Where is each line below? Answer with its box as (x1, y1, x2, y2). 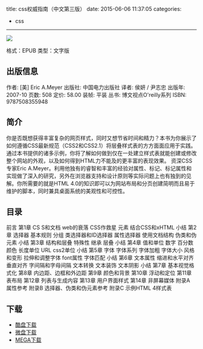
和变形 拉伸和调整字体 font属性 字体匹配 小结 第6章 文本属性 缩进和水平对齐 (6, 254, 195, 262)
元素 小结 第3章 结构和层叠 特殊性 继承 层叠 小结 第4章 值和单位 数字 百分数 (6, 239, 194, 247)
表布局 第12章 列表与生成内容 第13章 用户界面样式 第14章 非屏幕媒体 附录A (6, 277, 190, 284)
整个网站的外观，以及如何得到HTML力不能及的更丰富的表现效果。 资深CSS (6, 157, 193, 164)
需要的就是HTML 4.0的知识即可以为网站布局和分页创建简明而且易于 (27, 179, 195, 187)
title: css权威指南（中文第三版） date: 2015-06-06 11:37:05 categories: (6, 5, 182, 12)
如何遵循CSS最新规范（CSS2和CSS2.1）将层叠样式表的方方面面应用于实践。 (6, 142, 196, 149)
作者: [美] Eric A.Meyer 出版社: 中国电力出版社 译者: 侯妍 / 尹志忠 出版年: (6, 84, 185, 91)
